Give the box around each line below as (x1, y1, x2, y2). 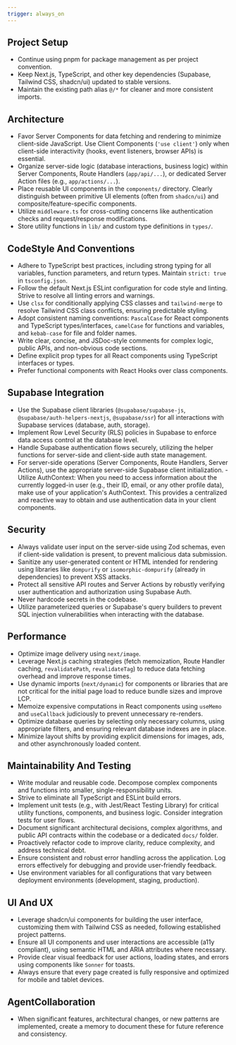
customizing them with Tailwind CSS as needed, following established (17, 923, 221, 931)
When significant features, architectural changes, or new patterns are (17, 1015, 220, 1023)
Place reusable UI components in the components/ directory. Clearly (17, 184, 213, 193)
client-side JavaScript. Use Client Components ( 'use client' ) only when (17, 139, 230, 148)
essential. (17, 155, 46, 163)
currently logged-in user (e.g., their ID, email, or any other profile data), (17, 480, 224, 489)
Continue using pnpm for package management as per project (17, 55, 199, 64)
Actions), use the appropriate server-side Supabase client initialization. (17, 466, 224, 474)
